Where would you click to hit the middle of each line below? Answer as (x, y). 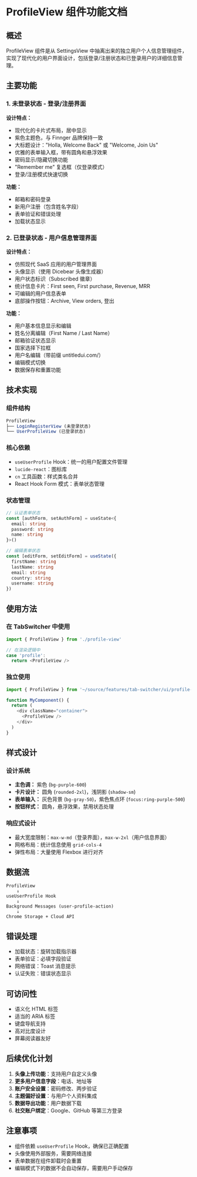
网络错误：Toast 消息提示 (45, 966)
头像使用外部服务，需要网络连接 (53, 1153)
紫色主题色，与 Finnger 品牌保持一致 (59, 137)
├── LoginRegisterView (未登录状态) (49, 426)
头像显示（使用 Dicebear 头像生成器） (60, 271)
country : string (31, 578)
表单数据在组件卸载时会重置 (48, 1161)
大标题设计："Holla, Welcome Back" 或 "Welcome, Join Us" (86, 145)
